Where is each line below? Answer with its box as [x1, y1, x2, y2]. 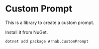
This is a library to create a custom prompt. [5, 19, 94, 25]
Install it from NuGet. [5, 29, 48, 35]
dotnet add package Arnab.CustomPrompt [5, 38, 89, 44]
